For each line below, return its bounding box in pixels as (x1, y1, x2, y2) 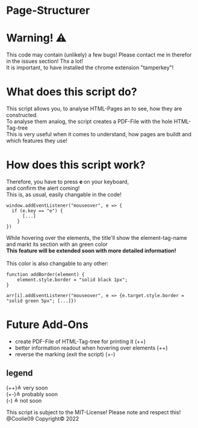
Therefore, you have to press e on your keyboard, (6, 178, 129, 185)
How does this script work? (6, 158, 146, 172)
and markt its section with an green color (6, 241, 108, 248)
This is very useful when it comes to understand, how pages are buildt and (6, 131, 191, 138)
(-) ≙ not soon (6, 397, 42, 404)
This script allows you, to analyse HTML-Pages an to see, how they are (6, 105, 182, 112)
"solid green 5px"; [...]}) (6, 298, 77, 304)
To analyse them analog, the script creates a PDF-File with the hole (6, 118, 173, 125)
